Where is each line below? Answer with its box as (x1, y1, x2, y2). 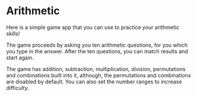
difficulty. (6, 84, 30, 91)
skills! (6, 30, 20, 37)
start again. (6, 54, 34, 61)
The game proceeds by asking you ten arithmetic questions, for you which (6, 41, 188, 48)
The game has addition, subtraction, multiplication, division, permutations (6, 65, 186, 72)
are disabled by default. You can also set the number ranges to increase (6, 78, 182, 85)
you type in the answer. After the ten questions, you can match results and (6, 47, 188, 54)
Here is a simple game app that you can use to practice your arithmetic (6, 24, 180, 31)
